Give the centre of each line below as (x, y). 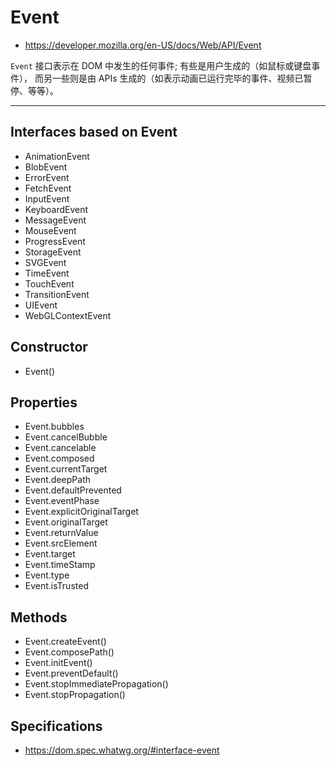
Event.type (47, 575)
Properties (44, 402)
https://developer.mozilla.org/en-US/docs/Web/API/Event (143, 45)
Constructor (49, 347)
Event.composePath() (69, 652)
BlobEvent (46, 167)
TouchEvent (49, 283)
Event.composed (59, 458)
